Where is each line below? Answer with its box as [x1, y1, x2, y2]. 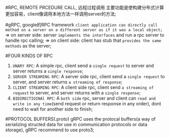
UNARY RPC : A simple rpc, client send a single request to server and [12, 63, 154, 68]
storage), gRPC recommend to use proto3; [5, 127, 95, 133]
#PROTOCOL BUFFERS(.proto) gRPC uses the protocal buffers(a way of [5, 116, 156, 122]
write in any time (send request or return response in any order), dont [12, 101, 161, 106]
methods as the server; [5, 43, 52, 49]
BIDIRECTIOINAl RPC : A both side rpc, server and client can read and [12, 95, 156, 101]
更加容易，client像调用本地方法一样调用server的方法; [5, 11, 117, 17]
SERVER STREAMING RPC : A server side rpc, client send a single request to [12, 74, 165, 79]
